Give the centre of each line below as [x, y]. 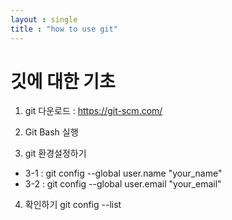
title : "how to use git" [64, 29]
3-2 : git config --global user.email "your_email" [123, 184]
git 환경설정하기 [55, 153]
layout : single [44, 19]
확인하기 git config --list [73, 205]
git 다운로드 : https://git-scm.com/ [93, 111]
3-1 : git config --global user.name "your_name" [123, 173]
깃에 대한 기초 [63, 81]
